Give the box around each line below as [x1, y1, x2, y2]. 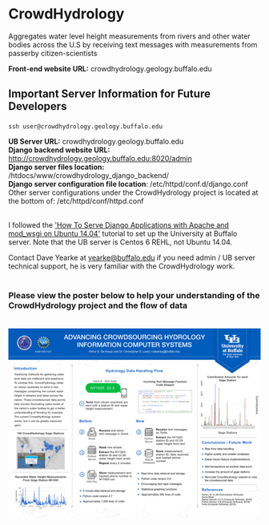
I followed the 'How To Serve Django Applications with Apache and [8, 220, 230, 229]
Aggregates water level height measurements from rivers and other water [8, 31, 251, 41]
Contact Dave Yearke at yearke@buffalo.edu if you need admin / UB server [8, 252, 256, 262]
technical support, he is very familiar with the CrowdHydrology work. [8, 261, 235, 271]
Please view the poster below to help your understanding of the [8, 289, 260, 301]
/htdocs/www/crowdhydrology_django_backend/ [8, 170, 170, 180]
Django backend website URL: [8, 145, 110, 155]
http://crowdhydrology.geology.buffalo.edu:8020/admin [8, 153, 192, 163]
